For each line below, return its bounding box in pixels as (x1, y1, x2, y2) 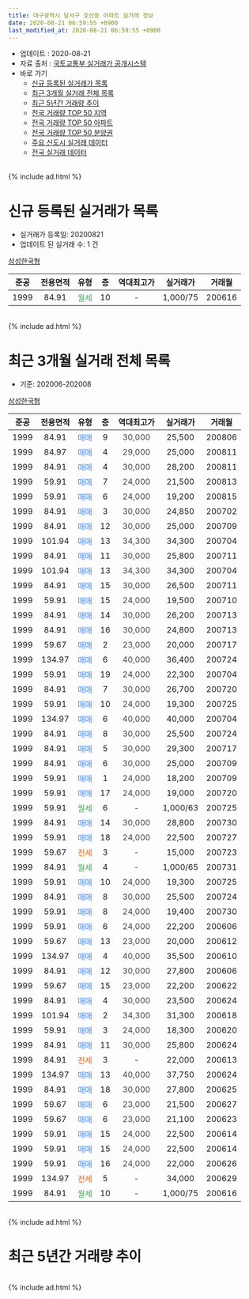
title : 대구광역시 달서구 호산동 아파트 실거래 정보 (8, 11, 154, 20)
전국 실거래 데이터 (31, 148, 87, 157)
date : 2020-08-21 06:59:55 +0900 (8, 19, 119, 27)
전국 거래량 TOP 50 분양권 (31, 128, 113, 138)
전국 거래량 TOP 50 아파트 (31, 118, 113, 127)
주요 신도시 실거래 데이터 (31, 138, 108, 147)
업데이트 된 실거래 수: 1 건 (19, 240, 99, 249)
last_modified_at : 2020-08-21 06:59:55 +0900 (8, 26, 160, 34)
